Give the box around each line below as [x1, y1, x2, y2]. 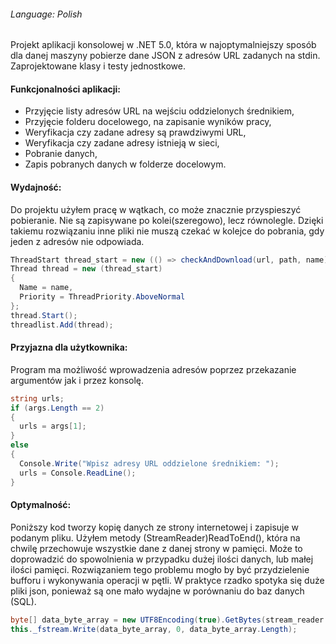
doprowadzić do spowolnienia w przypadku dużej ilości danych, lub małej [10, 553, 314, 565]
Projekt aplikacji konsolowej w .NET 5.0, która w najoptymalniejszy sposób [10, 39, 317, 51]
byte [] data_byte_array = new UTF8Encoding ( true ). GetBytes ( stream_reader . [10, 615, 329, 625]
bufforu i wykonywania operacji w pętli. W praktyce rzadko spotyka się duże [10, 574, 325, 586]
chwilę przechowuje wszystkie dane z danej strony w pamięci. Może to [10, 542, 303, 554]
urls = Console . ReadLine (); [19, 468, 137, 478]
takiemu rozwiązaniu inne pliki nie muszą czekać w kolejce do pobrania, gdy [10, 225, 325, 237]
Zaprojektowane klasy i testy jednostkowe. [10, 60, 186, 72]
